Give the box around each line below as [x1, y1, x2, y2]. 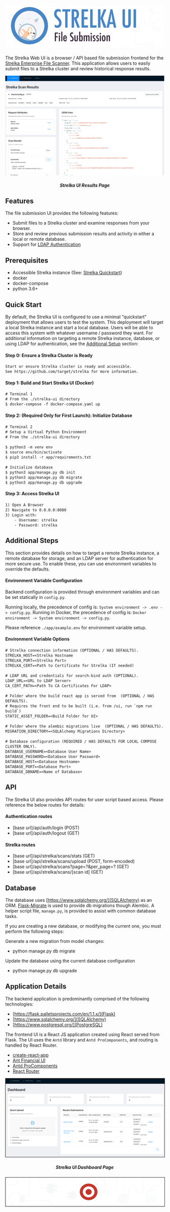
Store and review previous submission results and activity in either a [12, 231, 155, 237]
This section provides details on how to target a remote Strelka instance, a [5, 550, 160, 556]
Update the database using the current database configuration [5, 958, 135, 964]
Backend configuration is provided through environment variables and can [5, 589, 160, 595]
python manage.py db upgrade [12, 968, 77, 974]
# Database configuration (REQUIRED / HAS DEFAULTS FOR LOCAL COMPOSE [5, 739, 157, 744]
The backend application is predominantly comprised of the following [5, 995, 150, 1002]
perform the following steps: [5, 928, 64, 935]
